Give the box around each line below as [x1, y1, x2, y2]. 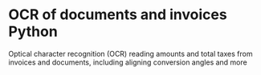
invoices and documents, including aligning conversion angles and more [8, 57, 247, 67]
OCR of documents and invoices [8, 6, 227, 24]
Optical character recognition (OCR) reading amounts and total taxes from [8, 49, 253, 58]
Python [8, 22, 58, 41]
